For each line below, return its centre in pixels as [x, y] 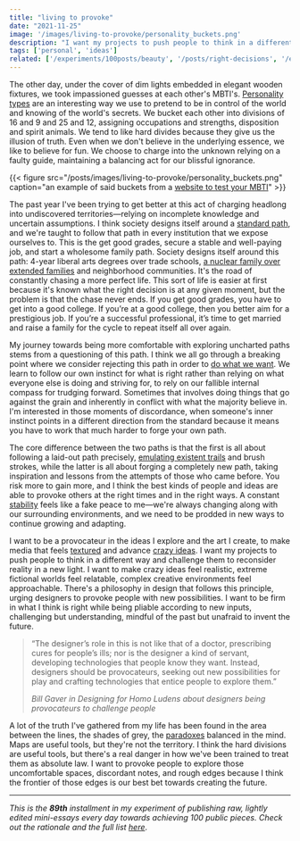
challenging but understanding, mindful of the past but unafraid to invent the [150, 616]
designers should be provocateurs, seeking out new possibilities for [156, 672]
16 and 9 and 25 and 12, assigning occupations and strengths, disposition [144, 122]
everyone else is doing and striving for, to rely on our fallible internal [134, 383]
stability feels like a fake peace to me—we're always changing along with [144, 504]
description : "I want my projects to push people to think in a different [151, 42]
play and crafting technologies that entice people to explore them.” [154, 681]
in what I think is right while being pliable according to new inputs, [131, 607]
